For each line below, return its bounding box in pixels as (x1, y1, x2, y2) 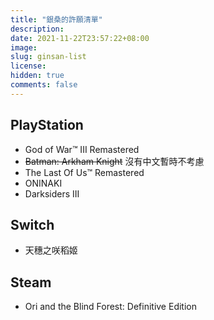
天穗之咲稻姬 (24, 244, 78, 256)
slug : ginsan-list (10, 52, 87, 62)
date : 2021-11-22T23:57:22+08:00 (10, 33, 150, 43)
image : (10, 42, 38, 53)
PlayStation (10, 117, 84, 134)
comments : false (10, 80, 78, 90)
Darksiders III (24, 187, 80, 200)
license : (10, 61, 47, 71)
